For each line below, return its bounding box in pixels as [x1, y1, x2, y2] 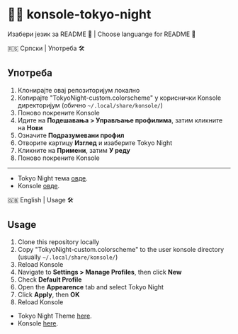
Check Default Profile [17, 275, 82, 284]
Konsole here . [17, 318, 59, 328]
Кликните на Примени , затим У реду [17, 146, 131, 154]
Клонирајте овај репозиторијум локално [17, 86, 140, 94]
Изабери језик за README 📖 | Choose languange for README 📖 [7, 30, 196, 38]
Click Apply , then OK [17, 290, 80, 299]
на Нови [17, 123, 43, 132]
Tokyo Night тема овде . [17, 173, 89, 183]
